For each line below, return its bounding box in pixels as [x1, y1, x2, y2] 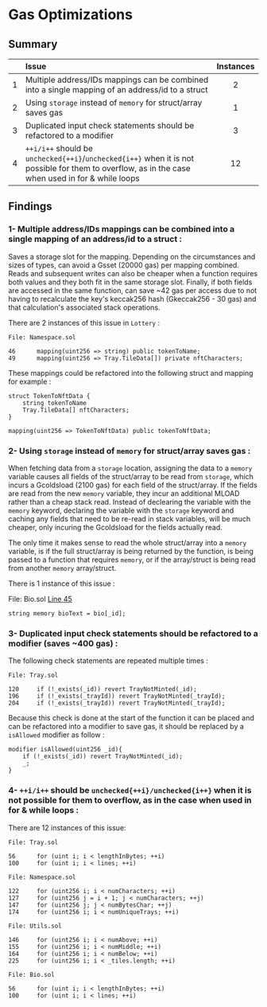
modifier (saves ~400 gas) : [8, 638, 118, 649]
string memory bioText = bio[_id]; [8, 609, 126, 618]
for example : [8, 377, 52, 386]
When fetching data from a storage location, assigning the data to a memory [8, 463, 253, 473]
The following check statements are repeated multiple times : [8, 656, 209, 665]
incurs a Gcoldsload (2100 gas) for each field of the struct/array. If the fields [8, 480, 258, 490]
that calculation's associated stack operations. [8, 302, 161, 312]
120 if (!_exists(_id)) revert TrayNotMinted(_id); [8, 685, 197, 693]
